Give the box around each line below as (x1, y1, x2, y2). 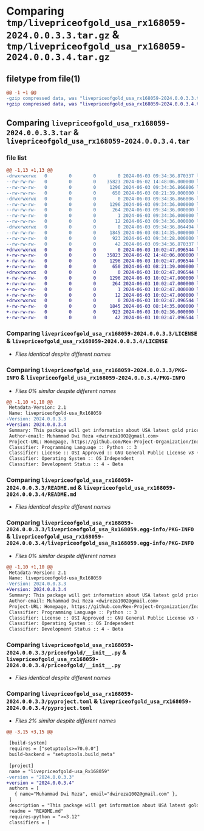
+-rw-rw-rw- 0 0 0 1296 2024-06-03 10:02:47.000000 (6, 275, 194, 281)
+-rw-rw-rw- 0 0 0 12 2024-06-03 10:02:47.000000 (6, 292, 194, 298)
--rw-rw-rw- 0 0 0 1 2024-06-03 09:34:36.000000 (6, 213, 194, 219)
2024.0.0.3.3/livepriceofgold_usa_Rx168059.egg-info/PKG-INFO (6, 526, 194, 533)
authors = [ (8, 785, 39, 791)
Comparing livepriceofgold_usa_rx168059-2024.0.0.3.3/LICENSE (6, 329, 197, 338)
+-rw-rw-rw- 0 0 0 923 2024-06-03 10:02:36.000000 (6, 309, 194, 315)
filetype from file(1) (6, 73, 81, 83)
